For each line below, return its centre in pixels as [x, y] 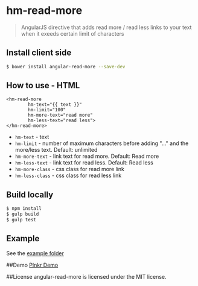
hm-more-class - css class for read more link [70, 169]
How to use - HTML [43, 86]
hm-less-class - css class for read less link [68, 175]
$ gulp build [23, 214]
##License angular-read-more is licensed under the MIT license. [86, 276]
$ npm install [24, 209]
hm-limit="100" [47, 110]
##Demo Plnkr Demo [32, 265]
